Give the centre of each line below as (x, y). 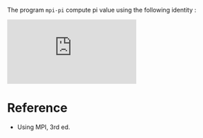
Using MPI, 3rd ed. (44, 127)
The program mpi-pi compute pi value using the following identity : (102, 10)
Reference (37, 108)
